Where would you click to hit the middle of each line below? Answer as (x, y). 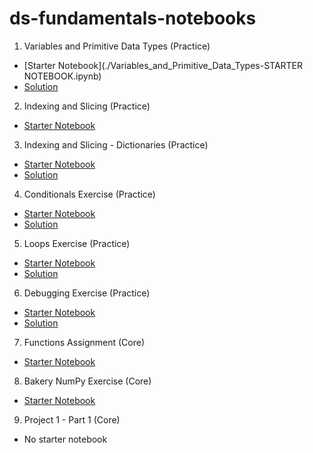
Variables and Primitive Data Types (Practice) (117, 46)
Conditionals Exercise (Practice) (89, 194)
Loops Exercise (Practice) (77, 243)
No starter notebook (65, 439)
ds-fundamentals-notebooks (133, 18)
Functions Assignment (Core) (84, 342)
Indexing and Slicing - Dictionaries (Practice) (116, 144)
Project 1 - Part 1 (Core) (72, 419)
